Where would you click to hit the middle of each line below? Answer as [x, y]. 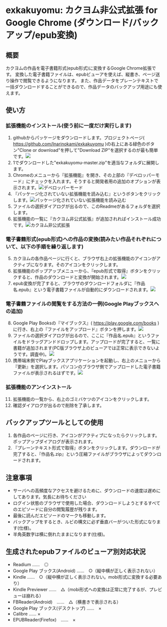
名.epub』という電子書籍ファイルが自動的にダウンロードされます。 [82, 290]
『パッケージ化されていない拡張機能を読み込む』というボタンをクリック [87, 194]
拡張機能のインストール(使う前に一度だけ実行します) [69, 126]
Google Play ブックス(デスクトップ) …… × [57, 608]
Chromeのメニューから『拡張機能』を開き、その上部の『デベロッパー [84, 175]
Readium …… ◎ [31, 565]
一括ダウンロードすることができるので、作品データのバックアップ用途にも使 [84, 87]
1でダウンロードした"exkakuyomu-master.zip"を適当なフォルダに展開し [86, 162]
